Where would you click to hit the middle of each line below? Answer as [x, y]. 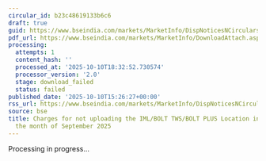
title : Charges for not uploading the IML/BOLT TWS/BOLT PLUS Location [129, 119]
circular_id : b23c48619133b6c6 [60, 15]
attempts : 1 [35, 52]
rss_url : [23, 104]
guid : [17, 30]
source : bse [28, 112]
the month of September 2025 [63, 126]
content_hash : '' [44, 60]
